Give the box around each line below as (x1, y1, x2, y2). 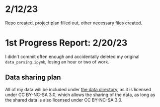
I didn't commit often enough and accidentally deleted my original (5, 53, 140, 59)
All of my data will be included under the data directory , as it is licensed (5, 86, 152, 92)
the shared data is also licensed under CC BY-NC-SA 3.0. (5, 97, 123, 103)
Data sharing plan (5, 73, 61, 82)
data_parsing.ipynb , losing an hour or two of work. (5, 58, 109, 65)
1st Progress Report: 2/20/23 (5, 37, 128, 49)
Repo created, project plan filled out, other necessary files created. (5, 20, 143, 26)
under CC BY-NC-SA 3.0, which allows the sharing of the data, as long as (5, 92, 156, 98)
